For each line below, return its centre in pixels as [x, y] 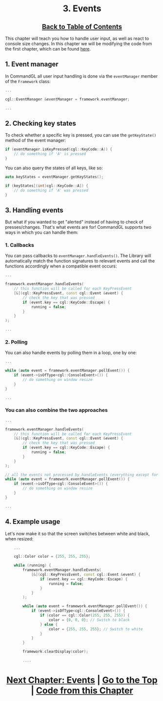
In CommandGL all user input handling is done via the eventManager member [81, 76]
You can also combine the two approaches [57, 410]
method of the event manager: [36, 140]
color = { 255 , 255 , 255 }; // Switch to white [96, 629]
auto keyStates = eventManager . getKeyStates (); [54, 177]
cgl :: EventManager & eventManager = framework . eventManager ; [68, 99]
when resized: [19, 539]
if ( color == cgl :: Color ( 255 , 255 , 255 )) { [85, 616]
